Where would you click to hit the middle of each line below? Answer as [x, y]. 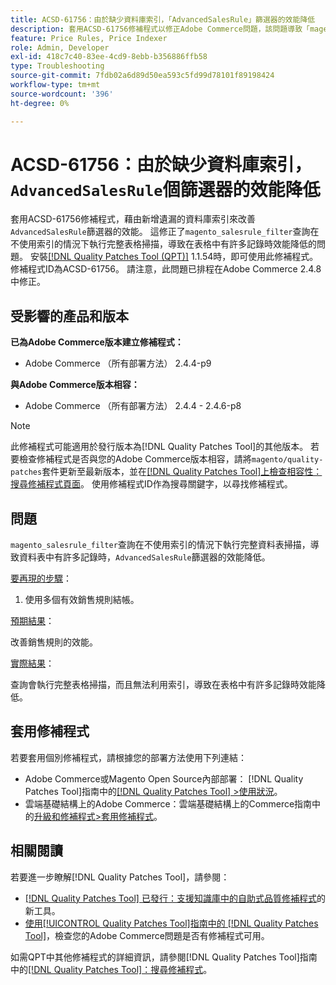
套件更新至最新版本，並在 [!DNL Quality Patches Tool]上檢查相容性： [182, 472]
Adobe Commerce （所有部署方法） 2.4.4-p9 [118, 363]
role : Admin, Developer [60, 47]
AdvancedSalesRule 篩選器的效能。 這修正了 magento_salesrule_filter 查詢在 [165, 232]
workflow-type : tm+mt [55, 85]
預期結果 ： [32, 621]
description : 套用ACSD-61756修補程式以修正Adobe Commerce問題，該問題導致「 [160, 29]
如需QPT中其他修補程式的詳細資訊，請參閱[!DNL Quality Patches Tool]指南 [164, 957]
